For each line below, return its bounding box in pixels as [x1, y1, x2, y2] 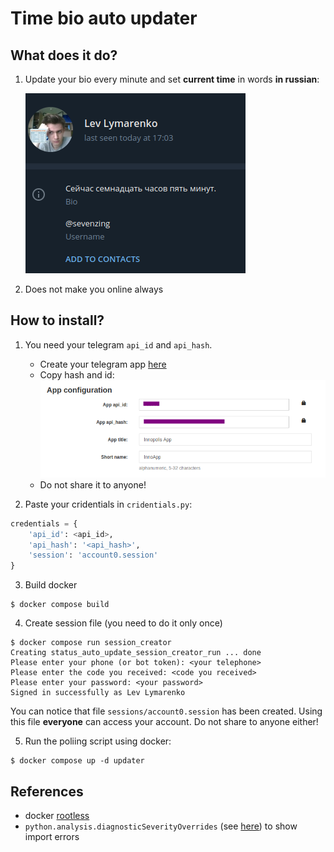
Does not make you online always [24, 283, 164, 295]
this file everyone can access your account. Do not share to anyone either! [10, 716, 319, 728]
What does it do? [10, 47, 118, 64]
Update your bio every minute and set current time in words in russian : [24, 73, 320, 85]
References [10, 783, 84, 800]
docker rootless [24, 809, 90, 821]
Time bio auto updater [10, 7, 198, 30]
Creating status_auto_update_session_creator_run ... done [10, 648, 262, 658]
